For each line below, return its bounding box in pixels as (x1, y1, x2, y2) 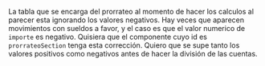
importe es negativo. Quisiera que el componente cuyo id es (8, 32, 207, 41)
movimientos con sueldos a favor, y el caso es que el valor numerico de (8, 24, 246, 33)
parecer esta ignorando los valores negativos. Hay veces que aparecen (8, 15, 245, 25)
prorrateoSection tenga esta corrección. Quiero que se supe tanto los (8, 41, 240, 50)
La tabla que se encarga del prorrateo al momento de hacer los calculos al (8, 7, 255, 16)
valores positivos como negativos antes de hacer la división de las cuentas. (8, 49, 259, 58)
